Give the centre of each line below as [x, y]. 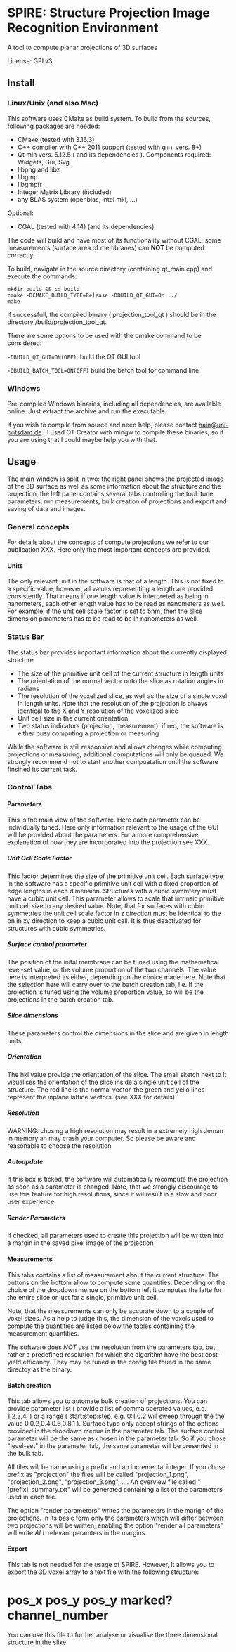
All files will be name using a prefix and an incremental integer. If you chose [117, 1466]
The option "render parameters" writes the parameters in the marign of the [116, 1510]
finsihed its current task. [42, 769]
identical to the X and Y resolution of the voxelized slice [98, 711]
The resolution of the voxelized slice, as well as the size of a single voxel [122, 696]
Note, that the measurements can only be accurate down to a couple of [111, 1311]
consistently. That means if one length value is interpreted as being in [108, 596]
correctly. [21, 255]
